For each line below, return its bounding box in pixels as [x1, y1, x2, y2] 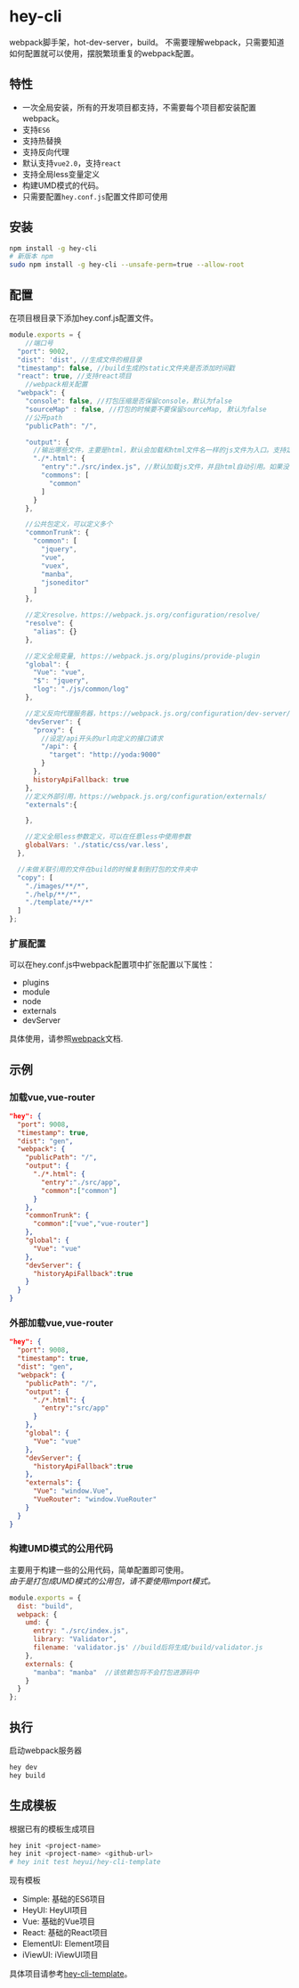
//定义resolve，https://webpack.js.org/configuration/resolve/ [25, 610, 261, 620]
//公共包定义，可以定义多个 [25, 519, 113, 529]
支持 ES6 [21, 124, 51, 135]
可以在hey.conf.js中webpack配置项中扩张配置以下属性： [9, 960, 215, 970]
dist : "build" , [17, 1601, 74, 1610]
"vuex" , [41, 561, 69, 570]
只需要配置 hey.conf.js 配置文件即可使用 [21, 191, 168, 201]
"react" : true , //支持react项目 [17, 372, 132, 380]
